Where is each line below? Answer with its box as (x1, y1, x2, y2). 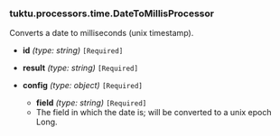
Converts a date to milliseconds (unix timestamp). (9, 28, 194, 39)
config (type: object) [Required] (22, 80, 143, 91)
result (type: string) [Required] (22, 62, 138, 74)
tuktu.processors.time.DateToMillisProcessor (9, 7, 215, 20)
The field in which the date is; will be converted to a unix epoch (35, 107, 273, 118)
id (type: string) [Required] (22, 45, 124, 56)
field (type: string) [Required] (35, 97, 147, 108)
